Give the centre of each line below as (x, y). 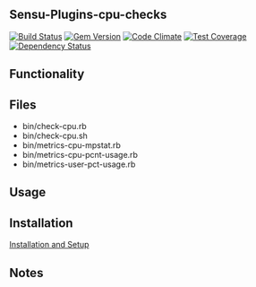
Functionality (47, 74)
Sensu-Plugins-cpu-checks (88, 15)
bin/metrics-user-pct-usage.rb (79, 164)
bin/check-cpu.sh (55, 136)
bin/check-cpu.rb (54, 126)
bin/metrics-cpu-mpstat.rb (71, 145)
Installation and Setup (49, 245)
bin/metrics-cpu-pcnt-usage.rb (80, 155)
